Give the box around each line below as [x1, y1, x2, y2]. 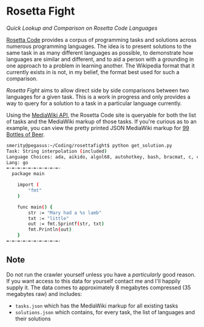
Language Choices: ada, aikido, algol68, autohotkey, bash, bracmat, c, [6, 154, 194, 160]
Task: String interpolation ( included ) [6, 148, 107, 154]
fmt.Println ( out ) [28, 227, 72, 233]
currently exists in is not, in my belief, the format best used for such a [6, 68, 180, 75]
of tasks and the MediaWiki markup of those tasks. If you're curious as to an [6, 117, 197, 125]
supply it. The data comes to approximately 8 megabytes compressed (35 [6, 284, 191, 291]
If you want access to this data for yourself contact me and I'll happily [6, 277, 181, 284]
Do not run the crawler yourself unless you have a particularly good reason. [6, 270, 196, 278]
